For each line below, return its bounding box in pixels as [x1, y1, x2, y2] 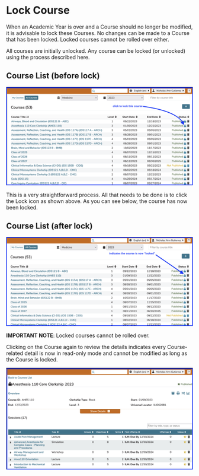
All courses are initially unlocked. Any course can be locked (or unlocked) [6, 47, 185, 54]
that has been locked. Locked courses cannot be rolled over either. [6, 36, 169, 43]
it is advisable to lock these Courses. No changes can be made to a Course [6, 29, 190, 36]
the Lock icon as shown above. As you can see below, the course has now [6, 197, 188, 205]
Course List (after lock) [6, 221, 93, 231]
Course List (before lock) [6, 71, 100, 81]
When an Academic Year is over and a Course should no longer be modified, [6, 23, 193, 30]
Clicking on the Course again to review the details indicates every [6, 343, 166, 350]
